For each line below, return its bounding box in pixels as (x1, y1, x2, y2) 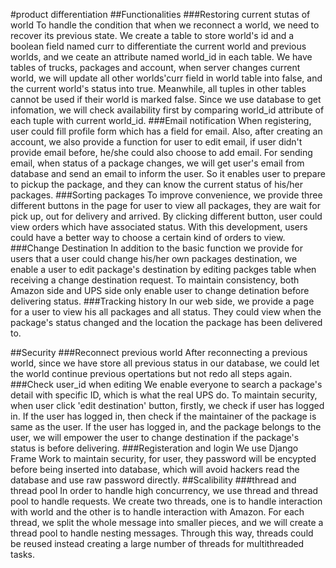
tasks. (10, 549, 36, 560)
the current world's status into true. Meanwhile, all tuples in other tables (10, 83, 307, 94)
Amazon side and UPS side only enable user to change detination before (10, 285, 310, 296)
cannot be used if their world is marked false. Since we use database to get (10, 94, 322, 105)
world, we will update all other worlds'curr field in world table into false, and (10, 72, 323, 84)
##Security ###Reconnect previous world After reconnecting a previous (10, 347, 308, 358)
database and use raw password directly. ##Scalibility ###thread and (10, 474, 297, 486)
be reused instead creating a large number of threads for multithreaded (10, 538, 305, 549)
